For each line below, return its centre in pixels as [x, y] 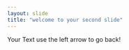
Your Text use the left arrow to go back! [64, 39]
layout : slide [28, 13]
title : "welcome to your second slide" [65, 20]
